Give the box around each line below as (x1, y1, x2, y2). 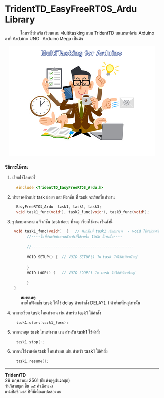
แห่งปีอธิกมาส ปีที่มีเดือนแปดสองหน (5, 388, 62, 394)
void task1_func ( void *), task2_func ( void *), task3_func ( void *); (16, 209, 150, 214)
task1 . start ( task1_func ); (16, 320, 69, 325)
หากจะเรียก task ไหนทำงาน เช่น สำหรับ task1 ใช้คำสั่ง (12, 310, 101, 316)
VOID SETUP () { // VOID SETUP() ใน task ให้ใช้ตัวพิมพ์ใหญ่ (26, 255, 137, 260)
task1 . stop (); (16, 340, 45, 345)
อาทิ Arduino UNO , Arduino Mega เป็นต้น (5, 35, 84, 41)
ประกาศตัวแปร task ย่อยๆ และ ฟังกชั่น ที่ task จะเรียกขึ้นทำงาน (12, 194, 115, 200)
